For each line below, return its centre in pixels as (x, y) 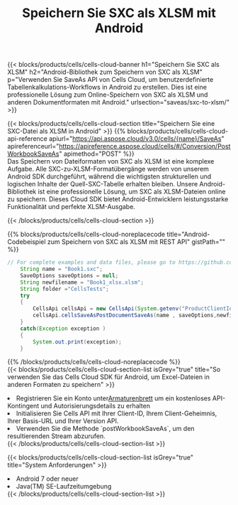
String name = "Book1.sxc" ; (61, 269)
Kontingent (23, 406)
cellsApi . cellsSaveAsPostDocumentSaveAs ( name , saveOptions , (125, 315)
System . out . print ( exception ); (77, 342)
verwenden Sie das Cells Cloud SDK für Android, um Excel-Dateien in (109, 377)
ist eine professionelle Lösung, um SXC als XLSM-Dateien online (132, 192)
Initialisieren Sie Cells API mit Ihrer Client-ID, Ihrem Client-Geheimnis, (117, 413)
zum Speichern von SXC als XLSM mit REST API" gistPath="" (136, 242)
